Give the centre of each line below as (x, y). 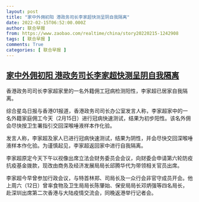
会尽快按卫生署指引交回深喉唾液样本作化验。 (61, 125)
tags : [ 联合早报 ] (28, 39)
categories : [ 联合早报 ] (36, 50)
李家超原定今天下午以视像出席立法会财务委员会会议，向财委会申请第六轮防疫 (99, 158)
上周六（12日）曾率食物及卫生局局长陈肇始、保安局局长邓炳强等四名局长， (97, 185)
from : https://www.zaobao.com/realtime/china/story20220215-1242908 (92, 34)
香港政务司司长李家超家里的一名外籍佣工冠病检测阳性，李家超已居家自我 (94, 91)
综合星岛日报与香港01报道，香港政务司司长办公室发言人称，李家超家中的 (94, 110)
